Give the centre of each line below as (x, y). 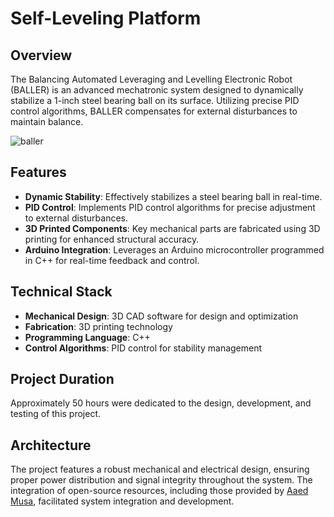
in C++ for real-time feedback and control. (112, 260)
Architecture (51, 445)
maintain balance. (47, 121)
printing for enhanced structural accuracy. (112, 239)
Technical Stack (61, 292)
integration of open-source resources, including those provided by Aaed (159, 491)
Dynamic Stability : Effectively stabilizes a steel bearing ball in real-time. (173, 196)
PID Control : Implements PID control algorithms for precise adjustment (170, 207)
